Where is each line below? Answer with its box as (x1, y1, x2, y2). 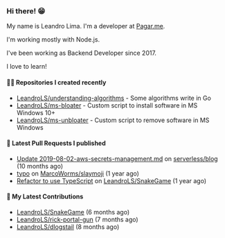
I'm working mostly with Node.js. (6, 35, 100, 44)
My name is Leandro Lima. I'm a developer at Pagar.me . (6, 22, 165, 31)
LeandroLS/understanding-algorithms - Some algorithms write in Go (16, 94, 212, 102)
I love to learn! (6, 62, 48, 71)
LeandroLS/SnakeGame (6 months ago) (16, 207, 130, 216)
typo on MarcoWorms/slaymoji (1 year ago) (16, 169, 140, 178)
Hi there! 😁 (6, 6, 46, 16)
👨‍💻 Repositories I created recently (6, 78, 107, 86)
